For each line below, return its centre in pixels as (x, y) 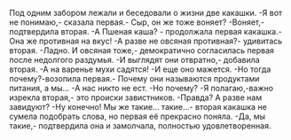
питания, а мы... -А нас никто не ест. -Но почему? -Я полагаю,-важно (141, 88)
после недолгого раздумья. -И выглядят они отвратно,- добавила (134, 60)
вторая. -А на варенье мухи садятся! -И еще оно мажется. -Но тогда (140, 69)
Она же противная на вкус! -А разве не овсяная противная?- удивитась (146, 41)
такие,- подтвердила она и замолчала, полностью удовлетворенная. (140, 126)
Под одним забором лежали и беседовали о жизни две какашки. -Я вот (146, 13)
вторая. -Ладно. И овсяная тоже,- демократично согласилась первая (142, 51)
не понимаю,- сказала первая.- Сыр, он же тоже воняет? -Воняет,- (137, 22)
